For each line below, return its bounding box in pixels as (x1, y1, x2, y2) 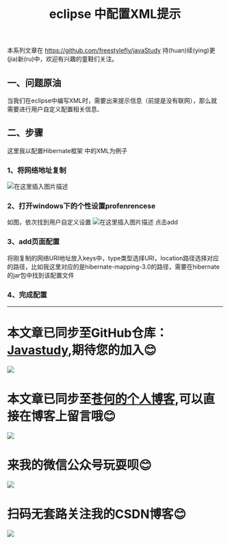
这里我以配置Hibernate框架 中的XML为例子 (7, 146, 128, 155)
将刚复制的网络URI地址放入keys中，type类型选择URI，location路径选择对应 (7, 253, 219, 262)
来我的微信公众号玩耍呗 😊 (7, 457, 152, 473)
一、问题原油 (7, 77, 62, 89)
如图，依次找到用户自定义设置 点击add (7, 218, 178, 227)
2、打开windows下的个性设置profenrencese (7, 201, 156, 211)
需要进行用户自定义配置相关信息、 (7, 105, 103, 113)
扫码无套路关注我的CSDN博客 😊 (7, 506, 186, 522)
